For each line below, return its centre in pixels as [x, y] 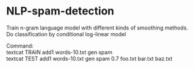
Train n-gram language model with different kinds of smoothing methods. [97, 28]
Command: [20, 46]
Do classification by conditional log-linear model [66, 34]
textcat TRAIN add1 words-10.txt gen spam [59, 52]
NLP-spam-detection [60, 11]
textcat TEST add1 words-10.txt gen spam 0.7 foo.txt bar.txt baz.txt [89, 58]
